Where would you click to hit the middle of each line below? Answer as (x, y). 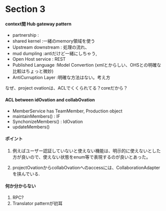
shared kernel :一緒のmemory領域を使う (54, 41)
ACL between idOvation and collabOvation (50, 100)
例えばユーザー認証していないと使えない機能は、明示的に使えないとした (86, 151)
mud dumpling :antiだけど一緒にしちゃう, (55, 54)
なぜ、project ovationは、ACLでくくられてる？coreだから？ (67, 88)
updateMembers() (31, 127)
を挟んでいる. (26, 174)
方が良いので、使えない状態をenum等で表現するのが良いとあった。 (82, 157)
